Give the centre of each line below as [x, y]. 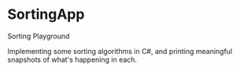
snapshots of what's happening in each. [72, 59]
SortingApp [46, 14]
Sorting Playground [39, 36]
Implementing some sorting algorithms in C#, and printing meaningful [120, 51]
